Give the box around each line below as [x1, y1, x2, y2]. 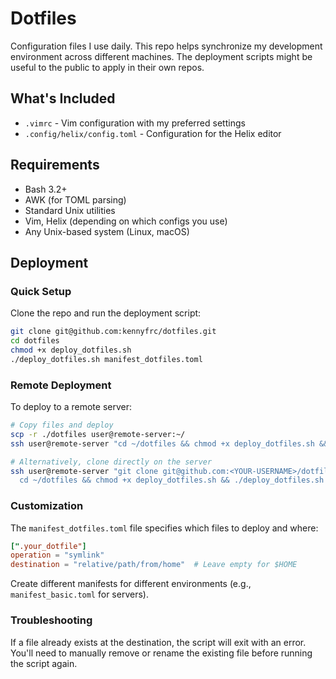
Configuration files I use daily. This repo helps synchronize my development [10, 40, 323, 52]
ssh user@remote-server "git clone [10, 466, 159, 476]
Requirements [10, 157, 100, 174]
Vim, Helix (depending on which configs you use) [24, 215, 228, 227]
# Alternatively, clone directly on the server [10, 457, 213, 467]
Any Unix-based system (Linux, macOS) [24, 225, 190, 237]
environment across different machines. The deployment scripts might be [10, 50, 313, 62]
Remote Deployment [10, 378, 112, 392]
